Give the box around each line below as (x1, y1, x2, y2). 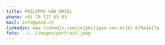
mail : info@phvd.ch (6, 19, 54, 25)
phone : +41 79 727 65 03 (6, 14, 67, 20)
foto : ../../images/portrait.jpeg (6, 30, 91, 36)
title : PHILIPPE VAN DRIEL (6, 8, 72, 15)
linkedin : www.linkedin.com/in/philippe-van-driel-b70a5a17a (6, 25, 160, 31)
